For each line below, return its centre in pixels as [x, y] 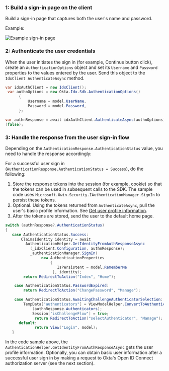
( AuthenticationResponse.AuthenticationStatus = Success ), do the [74, 169]
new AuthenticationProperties [73, 258]
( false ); [14, 124]
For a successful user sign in [35, 163]
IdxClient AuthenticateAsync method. [45, 78]
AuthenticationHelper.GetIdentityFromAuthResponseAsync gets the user [79, 347]
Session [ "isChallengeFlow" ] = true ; [70, 314]
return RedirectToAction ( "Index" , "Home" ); [69, 277]
